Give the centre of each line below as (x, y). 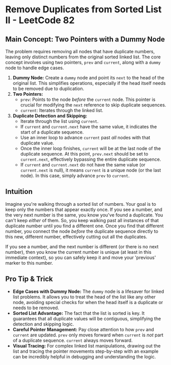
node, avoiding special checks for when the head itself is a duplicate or (88, 302)
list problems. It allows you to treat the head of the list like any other (84, 297)
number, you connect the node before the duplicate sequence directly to (82, 231)
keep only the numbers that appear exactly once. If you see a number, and (84, 209)
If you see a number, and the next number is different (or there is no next (82, 246)
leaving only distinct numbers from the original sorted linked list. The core (83, 57)
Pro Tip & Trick (29, 279)
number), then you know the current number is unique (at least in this (79, 252)
